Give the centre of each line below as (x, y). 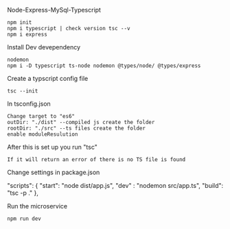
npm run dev (24, 219)
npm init (20, 23)
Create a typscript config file (48, 79)
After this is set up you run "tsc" (52, 147)
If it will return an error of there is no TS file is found (96, 160)
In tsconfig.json (29, 104)
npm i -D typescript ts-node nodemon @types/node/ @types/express (104, 66)
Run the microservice (37, 206)
